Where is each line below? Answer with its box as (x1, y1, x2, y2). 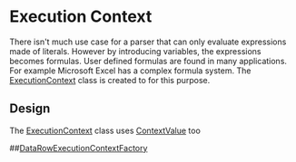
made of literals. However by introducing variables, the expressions (9, 45, 261, 56)
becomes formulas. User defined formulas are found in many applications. (9, 55, 288, 66)
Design (9, 101, 51, 117)
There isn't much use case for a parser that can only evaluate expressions (9, 36, 287, 47)
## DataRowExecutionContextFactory (9, 142, 148, 153)
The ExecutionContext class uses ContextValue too (9, 125, 202, 136)
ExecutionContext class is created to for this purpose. (9, 74, 211, 85)
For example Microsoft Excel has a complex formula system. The (9, 65, 252, 76)
